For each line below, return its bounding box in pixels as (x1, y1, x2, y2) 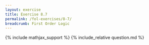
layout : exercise (5, 7, 41, 12)
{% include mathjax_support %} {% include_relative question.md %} (5, 35, 145, 41)
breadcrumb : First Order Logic (5, 21, 70, 26)
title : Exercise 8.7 (5, 12, 48, 17)
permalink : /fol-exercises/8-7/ (5, 16, 72, 21)
